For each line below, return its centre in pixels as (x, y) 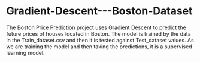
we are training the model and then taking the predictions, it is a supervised (99, 46)
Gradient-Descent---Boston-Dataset (99, 11)
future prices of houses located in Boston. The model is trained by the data (99, 33)
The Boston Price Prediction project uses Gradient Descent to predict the (96, 27)
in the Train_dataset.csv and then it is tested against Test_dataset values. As (100, 40)
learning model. (25, 52)
